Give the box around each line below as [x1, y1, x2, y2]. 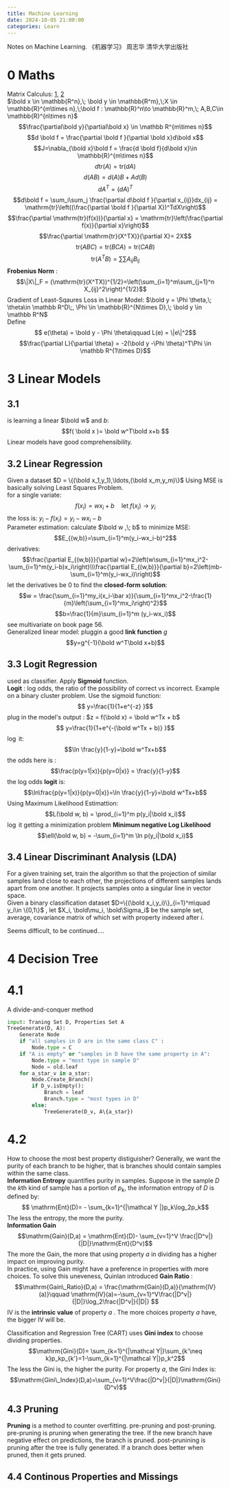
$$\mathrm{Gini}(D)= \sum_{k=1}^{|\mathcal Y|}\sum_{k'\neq [28, 1347, 203, 1355]
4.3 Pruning [7, 1403, 58, 1415]
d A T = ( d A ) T [97, 184, 133, 193]
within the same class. [7, 1169, 70, 1177]
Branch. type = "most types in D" [43, 1096, 139, 1102]
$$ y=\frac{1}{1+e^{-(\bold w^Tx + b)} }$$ [56, 723, 175, 732]
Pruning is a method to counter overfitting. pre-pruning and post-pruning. [7, 1421, 216, 1430]
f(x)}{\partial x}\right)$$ [81, 221, 150, 229]
